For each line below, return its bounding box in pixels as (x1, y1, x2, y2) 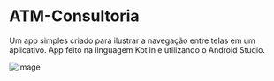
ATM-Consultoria (9, 6, 140, 26)
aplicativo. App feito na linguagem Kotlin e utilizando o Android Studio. (9, 44, 265, 55)
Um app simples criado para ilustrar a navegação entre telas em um (9, 35, 256, 46)
